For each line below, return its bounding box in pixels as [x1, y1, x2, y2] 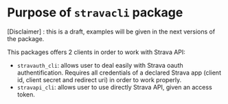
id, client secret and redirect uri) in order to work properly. [16, 75, 182, 83]
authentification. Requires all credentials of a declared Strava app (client [16, 68, 222, 77]
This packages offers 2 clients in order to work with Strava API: [7, 48, 185, 56]
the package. [7, 34, 45, 42]
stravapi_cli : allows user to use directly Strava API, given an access [16, 83, 213, 91]
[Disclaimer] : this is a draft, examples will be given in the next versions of [7, 27, 216, 36]
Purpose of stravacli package [7, 5, 183, 21]
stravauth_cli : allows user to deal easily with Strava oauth [16, 61, 183, 69]
